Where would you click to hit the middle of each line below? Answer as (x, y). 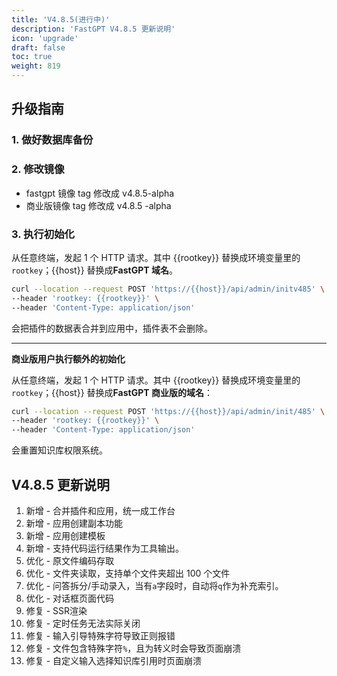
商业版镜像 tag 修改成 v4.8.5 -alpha (98, 205)
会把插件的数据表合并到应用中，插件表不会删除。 (112, 328)
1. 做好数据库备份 (52, 140)
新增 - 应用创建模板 (65, 535)
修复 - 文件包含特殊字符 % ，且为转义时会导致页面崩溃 (133, 648)
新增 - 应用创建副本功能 (74, 523)
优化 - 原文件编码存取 (70, 560)
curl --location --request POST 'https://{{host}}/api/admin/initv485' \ (168, 289)
